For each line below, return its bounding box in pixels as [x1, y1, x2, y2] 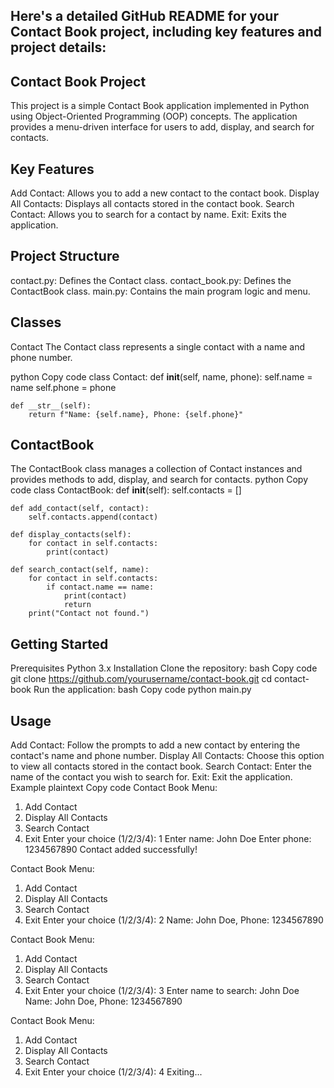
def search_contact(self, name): [10, 565, 150, 575]
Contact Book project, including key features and [10, 24, 322, 41]
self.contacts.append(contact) [28, 512, 159, 523]
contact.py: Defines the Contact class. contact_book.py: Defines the [10, 274, 292, 286]
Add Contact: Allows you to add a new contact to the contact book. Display [10, 187, 320, 199]
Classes [10, 314, 62, 331]
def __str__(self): [10, 400, 92, 411]
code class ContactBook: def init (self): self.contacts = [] [10, 484, 242, 496]
